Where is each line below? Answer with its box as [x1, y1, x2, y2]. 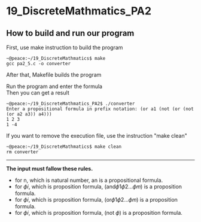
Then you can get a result [6, 89, 70, 96]
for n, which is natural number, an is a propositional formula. [14, 177, 163, 184]
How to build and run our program [6, 28, 135, 38]
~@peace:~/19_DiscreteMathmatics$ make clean [6, 144, 121, 150]
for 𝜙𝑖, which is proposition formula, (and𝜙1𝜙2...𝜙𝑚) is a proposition [14, 183, 182, 190]
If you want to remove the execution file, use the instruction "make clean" [6, 132, 187, 139]
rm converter [6, 149, 39, 155]
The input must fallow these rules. [6, 165, 93, 172]
